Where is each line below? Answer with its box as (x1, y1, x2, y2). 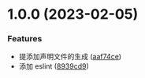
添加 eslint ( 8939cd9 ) (18, 62, 90, 71)
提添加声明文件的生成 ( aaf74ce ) (18, 52, 122, 62)
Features (7, 34, 43, 44)
